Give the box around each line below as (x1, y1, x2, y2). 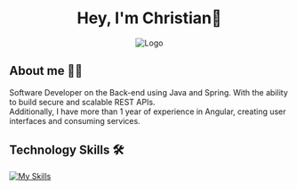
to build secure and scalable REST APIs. (9, 96, 156, 107)
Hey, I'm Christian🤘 (76, 8, 222, 29)
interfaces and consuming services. (9, 115, 140, 126)
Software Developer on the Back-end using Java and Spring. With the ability (9, 87, 288, 97)
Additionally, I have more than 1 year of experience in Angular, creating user (9, 106, 286, 117)
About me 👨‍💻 (9, 63, 83, 78)
